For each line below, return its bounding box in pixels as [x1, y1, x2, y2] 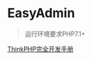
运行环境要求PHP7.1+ [24, 29, 86, 38]
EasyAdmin [7, 5, 76, 21]
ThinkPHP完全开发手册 [7, 44, 74, 53]
